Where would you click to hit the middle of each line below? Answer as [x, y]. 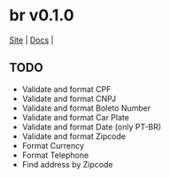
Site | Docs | [31, 40]
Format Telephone [55, 155]
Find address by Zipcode [67, 164]
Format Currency [53, 145]
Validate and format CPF [66, 89]
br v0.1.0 [42, 15]
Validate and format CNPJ [69, 98]
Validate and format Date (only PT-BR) [92, 127]
